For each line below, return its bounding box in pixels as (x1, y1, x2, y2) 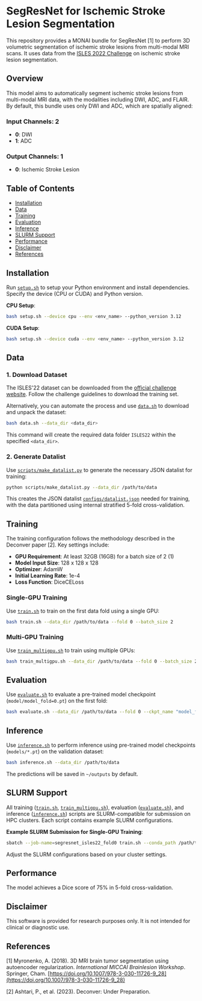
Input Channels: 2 (6, 117, 60, 126)
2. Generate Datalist (6, 453, 66, 461)
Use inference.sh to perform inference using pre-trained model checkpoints (6, 741, 196, 749)
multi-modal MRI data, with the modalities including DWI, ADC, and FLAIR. (6, 96, 189, 103)
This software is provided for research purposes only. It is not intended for (6, 917, 191, 925)
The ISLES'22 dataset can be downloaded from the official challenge (6, 384, 177, 391)
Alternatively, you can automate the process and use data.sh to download (6, 402, 189, 409)
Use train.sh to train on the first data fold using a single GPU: (6, 607, 160, 614)
